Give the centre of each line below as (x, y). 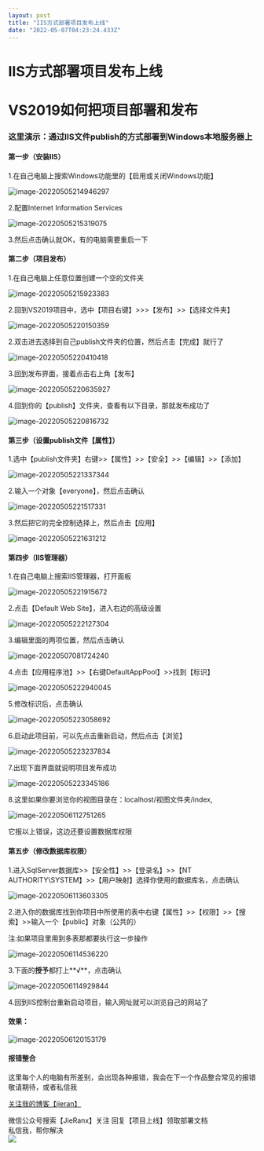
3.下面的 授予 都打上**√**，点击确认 (65, 970)
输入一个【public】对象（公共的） (86, 921)
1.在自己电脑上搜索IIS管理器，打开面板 (70, 576)
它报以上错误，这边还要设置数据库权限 (70, 831)
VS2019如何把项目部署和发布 (103, 110)
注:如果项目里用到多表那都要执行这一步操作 (78, 938)
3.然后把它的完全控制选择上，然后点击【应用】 (84, 523)
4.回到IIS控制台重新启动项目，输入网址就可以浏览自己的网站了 (108, 1002)
